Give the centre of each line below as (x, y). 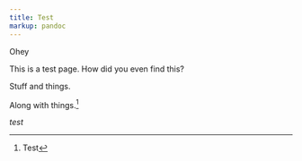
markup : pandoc (38, 26)
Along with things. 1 (44, 104)
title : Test (31, 17)
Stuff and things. (40, 86)
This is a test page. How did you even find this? (97, 69)
